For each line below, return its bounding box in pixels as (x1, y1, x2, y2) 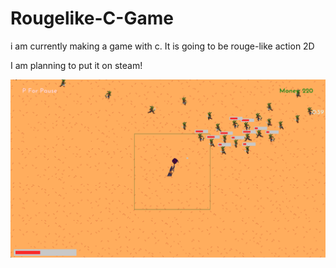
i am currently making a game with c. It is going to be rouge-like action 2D (10, 40, 315, 52)
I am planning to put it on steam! (10, 59, 143, 71)
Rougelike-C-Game (10, 7, 174, 30)
